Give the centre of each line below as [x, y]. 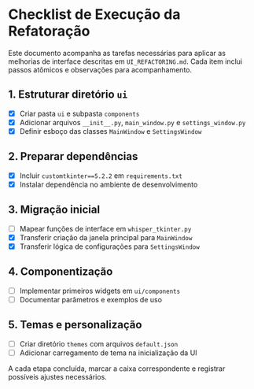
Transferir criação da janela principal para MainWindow [106, 237]
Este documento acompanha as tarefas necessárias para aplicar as [117, 53]
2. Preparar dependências [73, 156]
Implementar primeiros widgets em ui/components [100, 291]
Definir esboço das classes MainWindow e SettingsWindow [110, 131]
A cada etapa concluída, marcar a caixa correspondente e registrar [117, 369]
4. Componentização [61, 272]
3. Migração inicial [54, 210]
